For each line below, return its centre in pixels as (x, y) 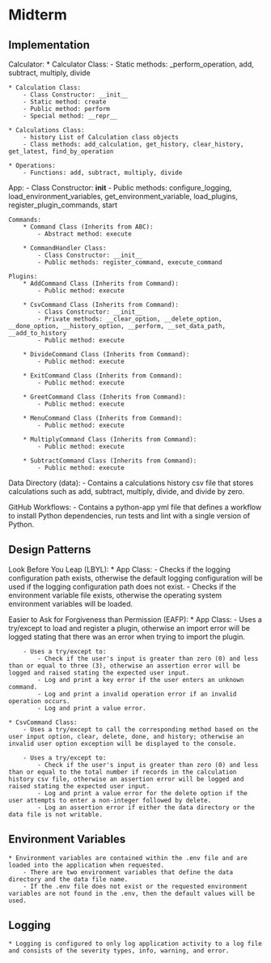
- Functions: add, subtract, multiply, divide (103, 173)
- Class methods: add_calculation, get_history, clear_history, (133, 144)
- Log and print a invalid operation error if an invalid (137, 694)
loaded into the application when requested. (86, 865)
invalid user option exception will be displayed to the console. (123, 744)
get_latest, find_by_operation (61, 151)
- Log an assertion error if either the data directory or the (146, 807)
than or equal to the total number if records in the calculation (123, 772)
